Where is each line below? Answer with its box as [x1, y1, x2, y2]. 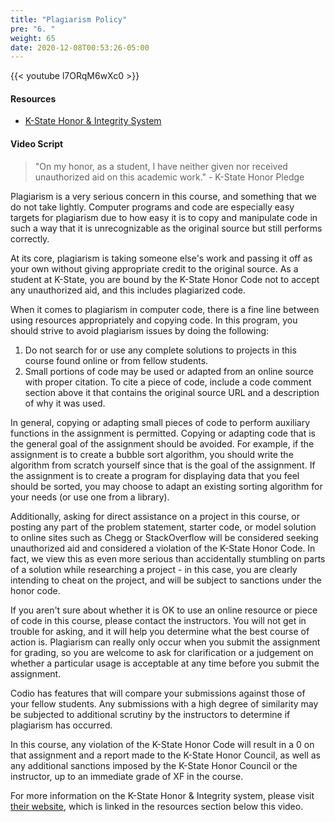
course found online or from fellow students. [24, 354, 209, 366]
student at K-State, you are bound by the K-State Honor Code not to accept [10, 273, 320, 285]
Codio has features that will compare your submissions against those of [10, 687, 306, 699]
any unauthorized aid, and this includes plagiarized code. [10, 284, 246, 296]
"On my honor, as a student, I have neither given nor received [34, 160, 288, 172]
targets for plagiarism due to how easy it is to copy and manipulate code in [10, 211, 318, 223]
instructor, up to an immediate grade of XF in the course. [10, 770, 244, 782]
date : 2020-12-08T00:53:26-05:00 [10, 42, 150, 53]
